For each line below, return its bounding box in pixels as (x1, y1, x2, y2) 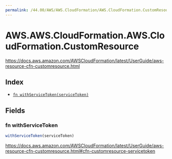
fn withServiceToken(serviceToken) (12, 92, 89, 97)
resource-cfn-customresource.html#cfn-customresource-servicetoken (5, 148, 156, 154)
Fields (5, 106, 26, 115)
